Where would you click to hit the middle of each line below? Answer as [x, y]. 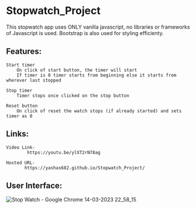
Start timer [20, 65]
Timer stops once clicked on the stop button [73, 95]
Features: [24, 52]
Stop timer [19, 90]
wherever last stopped [34, 80]
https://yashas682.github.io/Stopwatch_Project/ [85, 168]
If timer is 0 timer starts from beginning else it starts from [97, 75]
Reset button [22, 106]
